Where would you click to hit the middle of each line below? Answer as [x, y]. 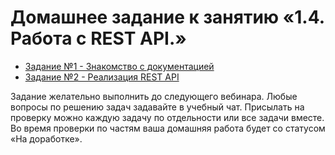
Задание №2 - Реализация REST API [102, 77]
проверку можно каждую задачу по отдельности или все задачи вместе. [167, 117]
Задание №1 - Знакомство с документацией [119, 66]
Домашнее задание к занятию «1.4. [167, 17]
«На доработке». [46, 138]
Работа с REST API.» [98, 38]
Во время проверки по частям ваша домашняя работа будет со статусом [168, 128]
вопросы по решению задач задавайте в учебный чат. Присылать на [157, 107]
